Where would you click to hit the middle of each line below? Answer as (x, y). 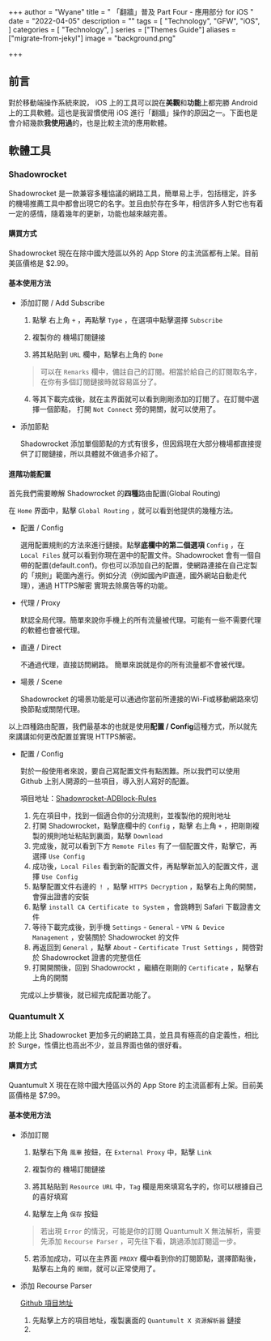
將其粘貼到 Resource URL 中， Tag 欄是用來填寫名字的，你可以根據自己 (147, 1186)
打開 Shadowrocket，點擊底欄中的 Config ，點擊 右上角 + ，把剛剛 (142, 826)
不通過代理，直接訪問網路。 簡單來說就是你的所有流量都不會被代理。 (134, 665)
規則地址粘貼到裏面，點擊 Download (105, 836)
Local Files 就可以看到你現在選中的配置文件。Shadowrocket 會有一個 (137, 555)
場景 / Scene (41, 682)
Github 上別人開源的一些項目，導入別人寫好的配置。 (107, 782)
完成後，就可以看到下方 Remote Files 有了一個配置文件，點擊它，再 (144, 846)
